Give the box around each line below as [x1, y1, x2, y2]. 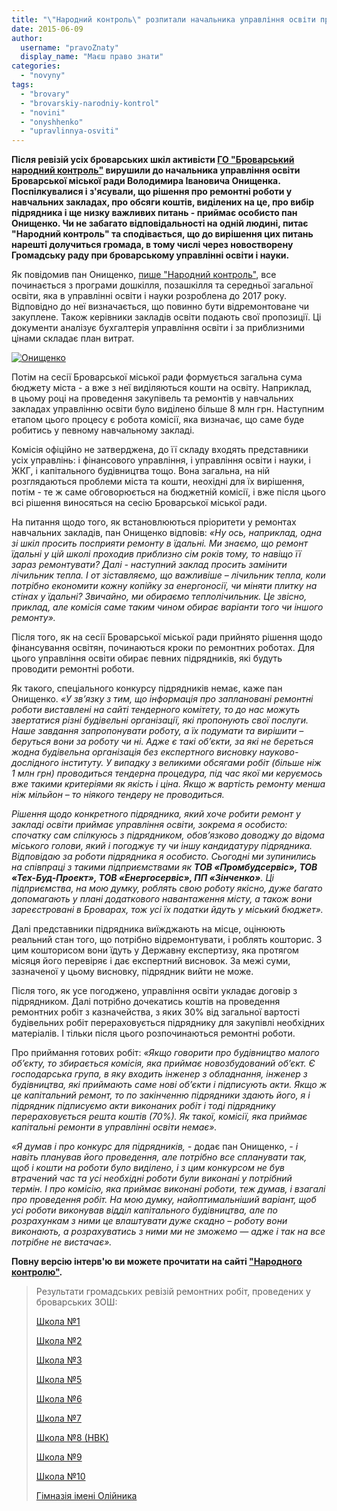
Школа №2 [35, 1335, 83, 1347]
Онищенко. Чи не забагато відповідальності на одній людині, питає [11, 217, 309, 230]
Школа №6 [35, 1393, 83, 1405]
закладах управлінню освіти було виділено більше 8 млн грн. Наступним [11, 403, 325, 415]
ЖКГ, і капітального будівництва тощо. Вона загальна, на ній [11, 465, 271, 477]
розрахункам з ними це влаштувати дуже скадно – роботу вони [11, 1215, 288, 1227]
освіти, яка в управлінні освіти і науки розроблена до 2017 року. [11, 290, 287, 302]
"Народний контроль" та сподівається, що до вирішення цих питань [11, 228, 314, 240]
